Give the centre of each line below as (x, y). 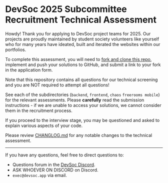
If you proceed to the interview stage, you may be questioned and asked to (82, 120)
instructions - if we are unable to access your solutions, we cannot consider (83, 105)
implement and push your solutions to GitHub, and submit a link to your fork (83, 64)
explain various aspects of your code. (44, 125)
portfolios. (16, 49)
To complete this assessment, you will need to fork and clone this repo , (78, 59)
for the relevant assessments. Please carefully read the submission (75, 100)
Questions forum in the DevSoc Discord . (54, 164)
